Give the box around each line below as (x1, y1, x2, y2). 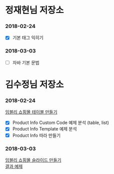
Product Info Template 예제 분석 (12, 126, 77, 132)
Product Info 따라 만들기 (12, 132, 61, 138)
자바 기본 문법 (12, 59, 39, 65)
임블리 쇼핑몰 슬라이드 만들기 (5, 157, 61, 163)
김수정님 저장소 (5, 79, 64, 90)
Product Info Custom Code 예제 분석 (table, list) (12, 119, 109, 125)
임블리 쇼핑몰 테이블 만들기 (5, 109, 57, 115)
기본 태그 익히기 (12, 34, 43, 40)
